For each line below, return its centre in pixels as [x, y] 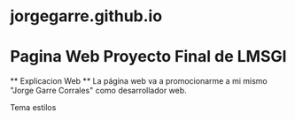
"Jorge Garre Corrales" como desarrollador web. [98, 91]
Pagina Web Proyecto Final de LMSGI [148, 57]
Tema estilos [33, 108]
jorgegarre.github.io [86, 16]
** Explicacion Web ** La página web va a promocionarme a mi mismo [139, 81]
